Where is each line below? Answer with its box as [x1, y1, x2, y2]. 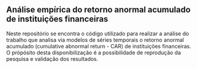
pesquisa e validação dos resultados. [6, 55, 98, 62]
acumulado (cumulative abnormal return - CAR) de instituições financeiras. [6, 42, 192, 50]
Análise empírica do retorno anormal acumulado [6, 5, 191, 15]
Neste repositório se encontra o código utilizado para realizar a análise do [6, 30, 189, 37]
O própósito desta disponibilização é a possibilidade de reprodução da [6, 49, 181, 56]
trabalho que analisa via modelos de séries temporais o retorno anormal [6, 36, 184, 44]
